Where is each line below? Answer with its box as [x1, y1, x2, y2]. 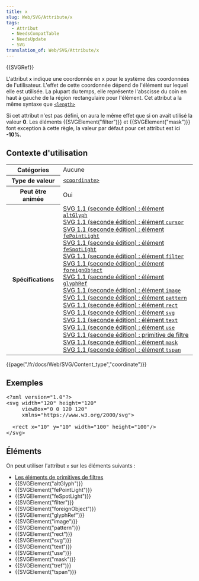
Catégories [17, 166, 49, 174]
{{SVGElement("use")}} [14, 549, 72, 556]
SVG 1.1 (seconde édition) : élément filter [63, 252, 184, 260]
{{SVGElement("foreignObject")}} [14, 505, 97, 512]
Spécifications [12, 276, 54, 284]
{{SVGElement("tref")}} [14, 562, 72, 569]
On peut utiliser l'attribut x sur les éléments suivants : [6, 462, 136, 469]
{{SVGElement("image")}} [14, 517, 78, 525]
